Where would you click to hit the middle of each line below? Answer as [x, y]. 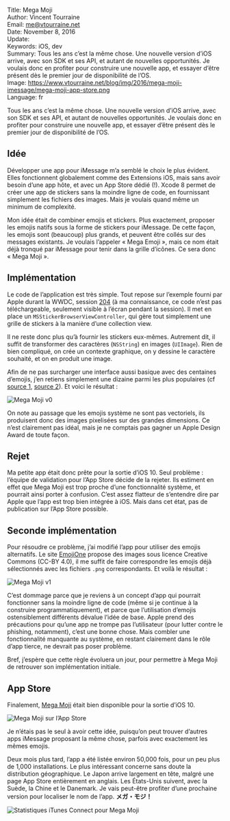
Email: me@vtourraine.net [43, 24]
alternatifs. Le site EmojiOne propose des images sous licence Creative [107, 555]
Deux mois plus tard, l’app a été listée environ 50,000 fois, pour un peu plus [114, 759]
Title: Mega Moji [30, 10]
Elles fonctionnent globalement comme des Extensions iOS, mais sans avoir [114, 177]
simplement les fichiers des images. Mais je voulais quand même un [103, 199]
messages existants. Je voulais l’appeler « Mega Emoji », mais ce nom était [113, 242]
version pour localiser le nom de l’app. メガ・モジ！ [80, 796]
